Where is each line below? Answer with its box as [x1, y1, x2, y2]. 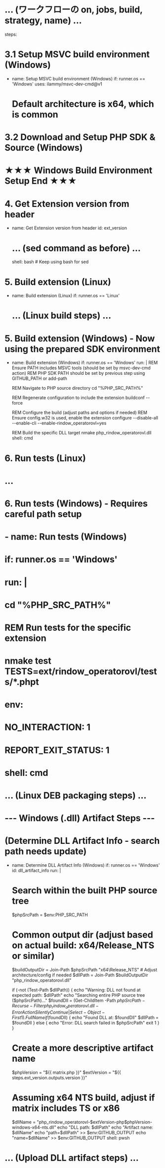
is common [11, 109, 59, 120]
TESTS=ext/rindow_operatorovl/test [4, 666, 157, 677]
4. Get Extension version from [4, 198, 129, 209]
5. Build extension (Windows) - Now [4, 333, 155, 344]
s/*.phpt [4, 677, 39, 687]
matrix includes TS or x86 [11, 1102, 120, 1114]
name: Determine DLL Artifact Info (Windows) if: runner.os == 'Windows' [11, 862, 160, 868]
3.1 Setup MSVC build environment [4, 49, 150, 60]
